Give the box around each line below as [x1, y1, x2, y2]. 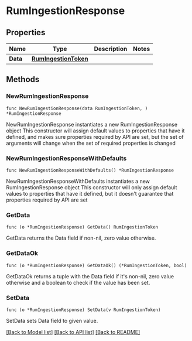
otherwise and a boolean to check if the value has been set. [6, 279, 150, 286]
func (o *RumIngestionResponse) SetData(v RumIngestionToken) [6, 306, 161, 313]
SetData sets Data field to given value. [6, 317, 98, 324]
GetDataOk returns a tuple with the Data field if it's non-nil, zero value [6, 272, 174, 279]
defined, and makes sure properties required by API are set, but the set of [6, 133, 184, 140]
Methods [6, 74, 40, 84]
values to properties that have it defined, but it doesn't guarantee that [6, 190, 174, 197]
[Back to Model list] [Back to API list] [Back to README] [6, 328, 140, 335]
